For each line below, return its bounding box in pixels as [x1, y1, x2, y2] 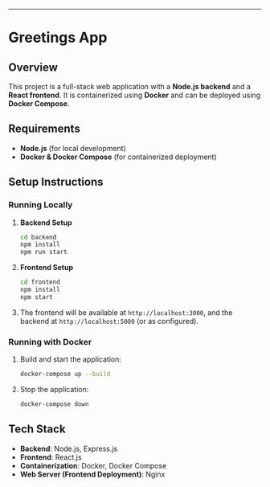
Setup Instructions [8, 175, 104, 189]
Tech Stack [8, 423, 66, 436]
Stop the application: [19, 384, 89, 394]
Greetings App [8, 29, 108, 47]
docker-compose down [19, 399, 89, 408]
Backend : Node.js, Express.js [19, 444, 118, 453]
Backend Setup [19, 218, 72, 227]
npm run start [19, 248, 67, 256]
